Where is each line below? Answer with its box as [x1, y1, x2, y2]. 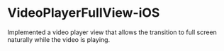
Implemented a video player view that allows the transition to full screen [7, 28, 218, 36]
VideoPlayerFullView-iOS [7, 5, 160, 21]
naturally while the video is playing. [7, 35, 111, 43]
